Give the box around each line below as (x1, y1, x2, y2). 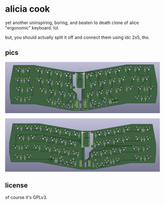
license (5, 181, 28, 190)
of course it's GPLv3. (5, 194, 48, 200)
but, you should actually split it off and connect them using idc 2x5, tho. (5, 34, 150, 40)
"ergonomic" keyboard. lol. (5, 25, 60, 30)
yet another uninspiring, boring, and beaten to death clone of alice (5, 20, 139, 25)
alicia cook (5, 3, 50, 15)
